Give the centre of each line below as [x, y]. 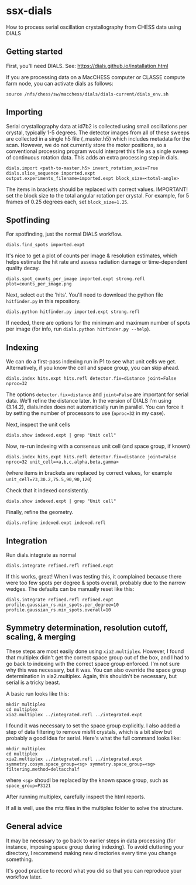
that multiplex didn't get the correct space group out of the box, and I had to [98, 657]
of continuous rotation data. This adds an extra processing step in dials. [92, 157]
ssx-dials [29, 11]
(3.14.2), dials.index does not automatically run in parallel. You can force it [95, 407]
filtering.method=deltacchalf [43, 769]
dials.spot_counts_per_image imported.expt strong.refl [75, 279]
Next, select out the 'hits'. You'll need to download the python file [85, 295]
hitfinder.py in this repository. [43, 301]
